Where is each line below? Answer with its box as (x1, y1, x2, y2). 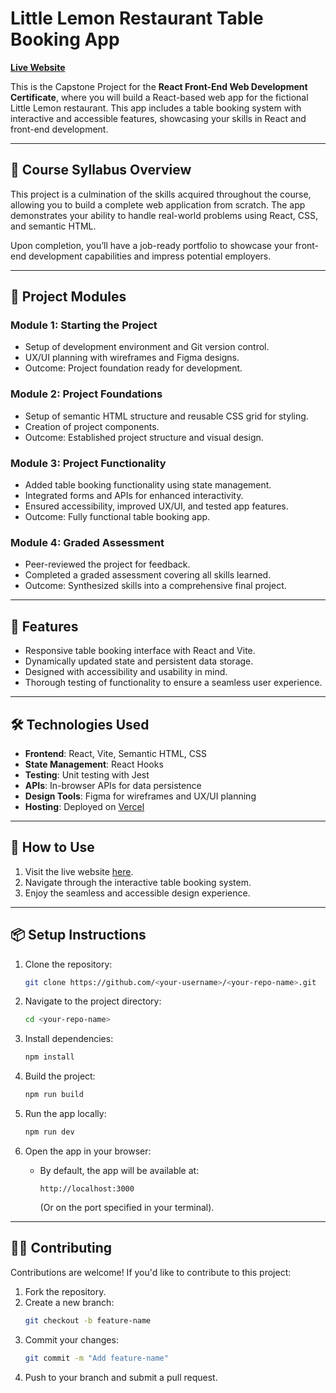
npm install (24, 1052, 75, 1062)
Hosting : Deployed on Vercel (24, 800, 145, 812)
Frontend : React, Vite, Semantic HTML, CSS (24, 747, 208, 759)
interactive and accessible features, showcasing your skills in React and (10, 112, 307, 124)
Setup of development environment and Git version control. (24, 341, 270, 353)
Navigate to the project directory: (24, 995, 162, 1007)
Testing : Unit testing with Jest (24, 768, 150, 781)
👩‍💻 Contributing (10, 1240, 113, 1257)
